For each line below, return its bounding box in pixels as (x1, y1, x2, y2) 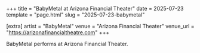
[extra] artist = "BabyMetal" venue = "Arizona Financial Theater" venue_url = (6, 23, 195, 29)
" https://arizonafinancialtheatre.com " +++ (6, 29, 110, 36)
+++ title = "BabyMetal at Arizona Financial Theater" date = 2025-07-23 (6, 5, 184, 12)
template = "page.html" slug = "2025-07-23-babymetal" (6, 11, 145, 18)
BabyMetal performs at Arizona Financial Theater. (6, 41, 128, 47)
